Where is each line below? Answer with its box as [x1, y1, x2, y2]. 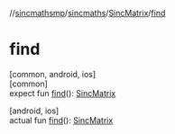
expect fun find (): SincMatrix [9, 87, 116, 98]
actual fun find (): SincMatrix [9, 114, 114, 125]
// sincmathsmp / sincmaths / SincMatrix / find [9, 8, 166, 18]
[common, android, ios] [9, 68, 97, 79]
